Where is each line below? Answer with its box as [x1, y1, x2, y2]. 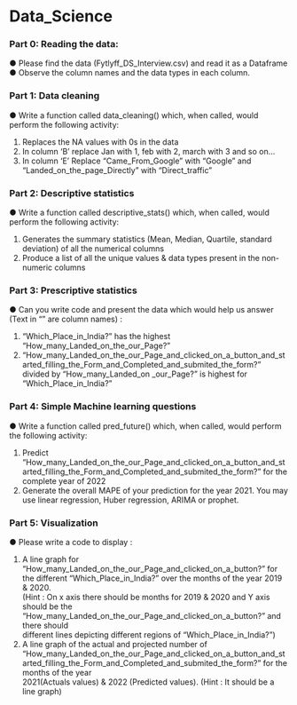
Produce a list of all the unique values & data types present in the [21, 253, 260, 264]
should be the [21, 601, 73, 612]
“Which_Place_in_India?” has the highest [21, 331, 171, 342]
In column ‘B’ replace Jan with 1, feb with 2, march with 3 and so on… [21, 146, 276, 156]
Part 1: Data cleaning [9, 90, 100, 102]
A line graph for [21, 553, 80, 565]
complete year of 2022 [21, 475, 106, 486]
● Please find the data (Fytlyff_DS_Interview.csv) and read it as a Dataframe [9, 58, 288, 68]
